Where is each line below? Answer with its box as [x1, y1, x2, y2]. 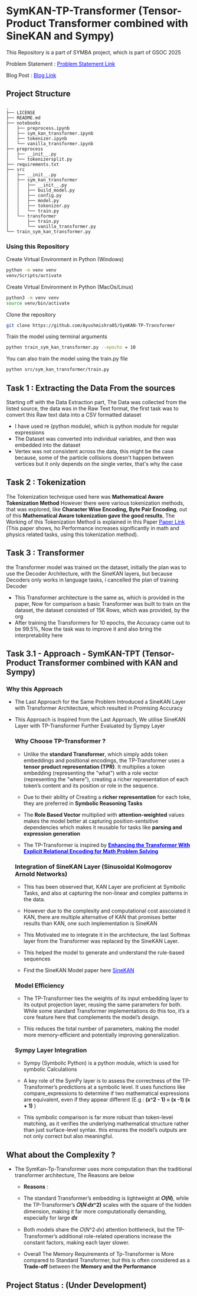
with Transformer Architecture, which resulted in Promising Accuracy [14, 704, 183, 712]
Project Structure [6, 89, 71, 99]
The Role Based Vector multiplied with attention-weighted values [23, 811, 185, 818]
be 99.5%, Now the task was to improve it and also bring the [14, 625, 162, 632]
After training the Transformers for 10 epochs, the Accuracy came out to [14, 619, 191, 626]
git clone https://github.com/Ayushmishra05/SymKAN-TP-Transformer [6, 322, 176, 329]
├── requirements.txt [6, 161, 60, 167]
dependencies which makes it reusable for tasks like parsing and [23, 823, 182, 831]
